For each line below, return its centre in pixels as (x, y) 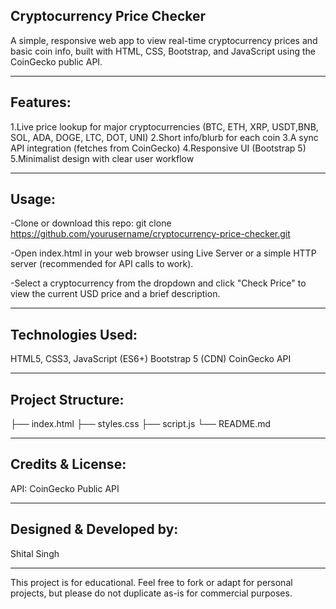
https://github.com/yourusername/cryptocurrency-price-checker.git (150, 234)
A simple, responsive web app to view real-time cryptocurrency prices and (164, 40)
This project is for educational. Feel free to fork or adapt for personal (151, 582)
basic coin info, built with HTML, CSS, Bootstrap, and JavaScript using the (163, 51)
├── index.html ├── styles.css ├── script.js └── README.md (141, 424)
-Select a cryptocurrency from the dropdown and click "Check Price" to (158, 283)
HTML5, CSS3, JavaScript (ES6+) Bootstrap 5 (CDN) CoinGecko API (151, 359)
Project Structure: (67, 399)
